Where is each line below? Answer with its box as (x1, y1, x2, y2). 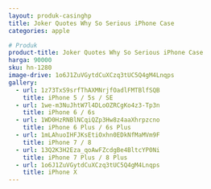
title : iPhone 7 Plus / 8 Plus (23, 154, 128, 162)
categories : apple (8, 27, 70, 35)
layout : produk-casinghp (8, 11, 92, 20)
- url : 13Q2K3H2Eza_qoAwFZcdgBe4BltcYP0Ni (15, 146, 160, 154)
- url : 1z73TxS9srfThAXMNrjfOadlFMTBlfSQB (15, 86, 160, 94)
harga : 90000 (8, 56, 52, 64)
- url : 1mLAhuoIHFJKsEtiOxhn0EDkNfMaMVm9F (15, 131, 160, 139)
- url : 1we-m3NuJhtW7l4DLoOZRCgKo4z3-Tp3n (15, 101, 160, 109)
